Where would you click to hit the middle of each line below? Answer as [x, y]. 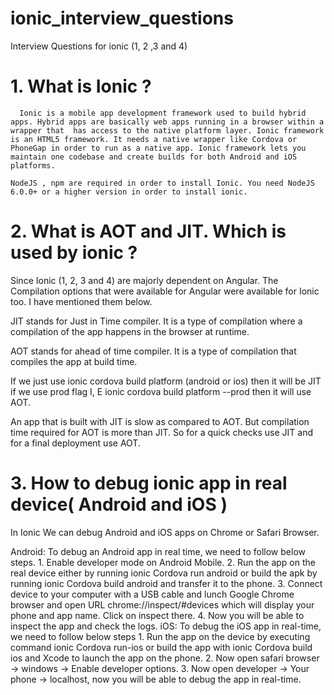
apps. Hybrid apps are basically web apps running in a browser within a [167, 122]
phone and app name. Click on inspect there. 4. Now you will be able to [157, 615]
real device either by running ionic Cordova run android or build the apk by [164, 573]
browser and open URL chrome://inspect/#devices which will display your [162, 604]
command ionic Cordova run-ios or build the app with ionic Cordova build [161, 647]
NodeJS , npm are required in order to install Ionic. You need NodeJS [162, 183]
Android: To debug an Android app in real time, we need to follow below [158, 551]
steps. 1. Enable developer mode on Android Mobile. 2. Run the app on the [163, 562]
